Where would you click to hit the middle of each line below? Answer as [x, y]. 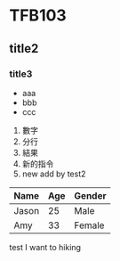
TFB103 [38, 16]
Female [89, 225]
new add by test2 [54, 174]
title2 [24, 49]
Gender [90, 195]
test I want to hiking [45, 247]
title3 [21, 74]
